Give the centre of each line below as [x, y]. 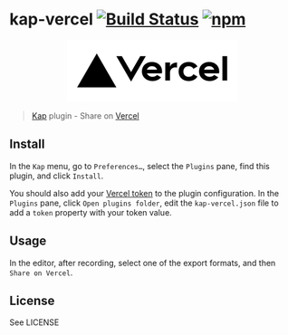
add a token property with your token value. [91, 212]
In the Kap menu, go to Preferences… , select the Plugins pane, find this [139, 166]
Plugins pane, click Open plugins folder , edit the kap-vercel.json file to [144, 203]
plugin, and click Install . [57, 176]
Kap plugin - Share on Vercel [85, 115]
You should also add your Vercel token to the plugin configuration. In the [144, 193]
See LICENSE [34, 322]
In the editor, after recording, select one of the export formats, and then [143, 263]
